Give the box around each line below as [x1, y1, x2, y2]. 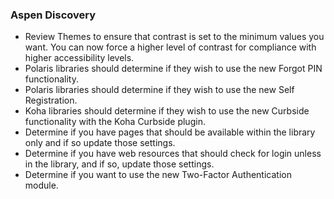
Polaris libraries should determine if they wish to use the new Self [24, 84, 295, 96]
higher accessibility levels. [24, 52, 135, 64]
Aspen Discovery [10, 8, 97, 22]
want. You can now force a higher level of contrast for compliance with [24, 41, 317, 53]
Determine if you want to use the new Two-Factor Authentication [24, 169, 292, 181]
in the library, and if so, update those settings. [24, 158, 215, 170]
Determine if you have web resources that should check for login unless [24, 148, 322, 160]
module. [24, 179, 59, 192]
